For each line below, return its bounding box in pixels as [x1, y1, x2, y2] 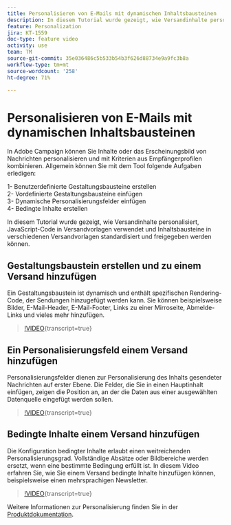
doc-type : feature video [7, 36, 78, 43]
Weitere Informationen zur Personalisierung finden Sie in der [7, 502, 179, 511]
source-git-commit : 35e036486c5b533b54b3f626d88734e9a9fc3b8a [7, 55, 189, 62]
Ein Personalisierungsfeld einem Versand [7, 344, 188, 356]
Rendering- [189, 289, 222, 297]
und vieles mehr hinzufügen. [23, 311, 105, 319]
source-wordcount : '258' [7, 68, 78, 74]
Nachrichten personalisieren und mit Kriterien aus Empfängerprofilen [7, 154, 203, 163]
